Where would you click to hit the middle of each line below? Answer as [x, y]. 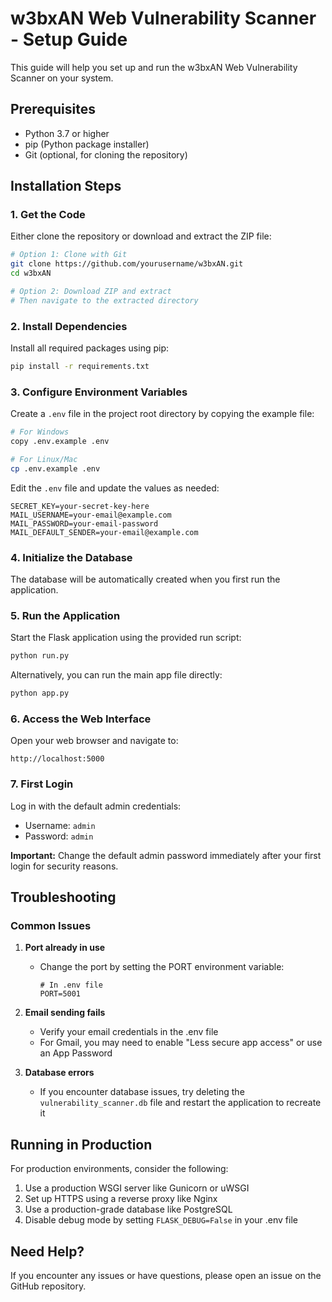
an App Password [76, 1053]
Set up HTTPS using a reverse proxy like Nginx [121, 1199]
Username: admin [60, 825]
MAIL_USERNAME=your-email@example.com [91, 515]
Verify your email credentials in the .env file [129, 1032]
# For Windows [40, 432]
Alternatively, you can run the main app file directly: [116, 675]
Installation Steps [66, 186]
